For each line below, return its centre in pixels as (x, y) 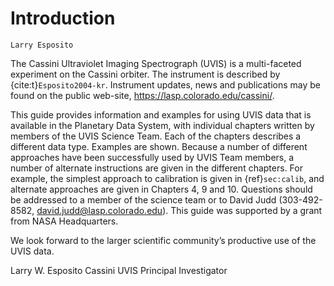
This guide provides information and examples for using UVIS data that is (161, 114)
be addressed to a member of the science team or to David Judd (143, 199)
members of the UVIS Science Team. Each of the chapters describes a (156, 136)
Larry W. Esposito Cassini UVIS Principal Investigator (119, 270)
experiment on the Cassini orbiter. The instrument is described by (145, 74)
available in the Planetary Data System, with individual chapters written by (162, 125)
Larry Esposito (42, 45)
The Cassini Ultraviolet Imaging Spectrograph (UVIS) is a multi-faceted (156, 63)
